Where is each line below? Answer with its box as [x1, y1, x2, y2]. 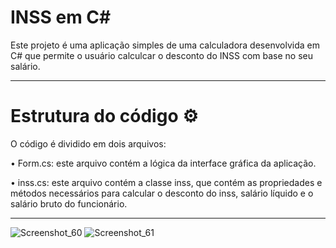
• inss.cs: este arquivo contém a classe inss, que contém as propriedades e [10, 176, 323, 188]
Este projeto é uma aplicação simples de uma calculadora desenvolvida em [10, 39, 320, 51]
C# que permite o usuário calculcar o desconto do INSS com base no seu [10, 49, 314, 61]
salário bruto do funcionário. [10, 197, 128, 210]
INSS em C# [10, 6, 112, 29]
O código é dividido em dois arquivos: [10, 137, 167, 150]
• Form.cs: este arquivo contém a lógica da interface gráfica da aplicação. [10, 157, 317, 169]
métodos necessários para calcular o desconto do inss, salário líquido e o [10, 187, 314, 199]
